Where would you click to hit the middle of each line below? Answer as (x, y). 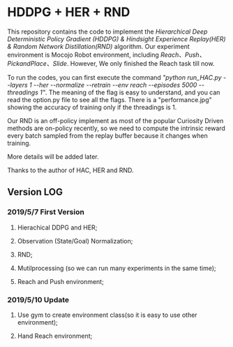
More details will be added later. (53, 156)
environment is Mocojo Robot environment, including (83, 55)
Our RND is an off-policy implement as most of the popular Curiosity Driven (115, 120)
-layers (17, 85)
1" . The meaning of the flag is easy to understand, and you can (130, 92)
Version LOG (35, 192)
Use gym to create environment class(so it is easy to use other (107, 315)
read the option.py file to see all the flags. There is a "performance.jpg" (110, 99)
